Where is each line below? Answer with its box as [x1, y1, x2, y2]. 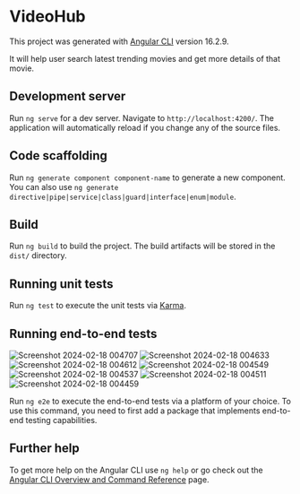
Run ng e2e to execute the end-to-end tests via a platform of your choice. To [9, 396, 292, 406]
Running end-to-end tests [9, 325, 158, 342]
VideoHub [9, 6, 86, 27]
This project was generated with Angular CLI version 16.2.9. [9, 36, 230, 47]
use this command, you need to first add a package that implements [9, 405, 261, 416]
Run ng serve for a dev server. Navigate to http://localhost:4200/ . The [9, 112, 275, 123]
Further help [9, 441, 81, 456]
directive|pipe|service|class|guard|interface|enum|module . [9, 191, 236, 202]
